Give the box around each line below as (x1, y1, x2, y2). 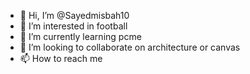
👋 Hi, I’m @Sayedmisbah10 (19, 10, 130, 21)
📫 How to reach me (19, 53, 103, 64)
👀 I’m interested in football (19, 20, 128, 32)
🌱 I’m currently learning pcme (19, 31, 142, 42)
